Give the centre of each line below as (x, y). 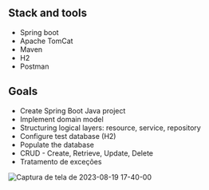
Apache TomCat (46, 41)
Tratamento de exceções (61, 161)
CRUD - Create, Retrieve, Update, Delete (87, 153)
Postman (34, 66)
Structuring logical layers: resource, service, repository (110, 128)
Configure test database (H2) (68, 136)
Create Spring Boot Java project (73, 110)
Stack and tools (48, 13)
